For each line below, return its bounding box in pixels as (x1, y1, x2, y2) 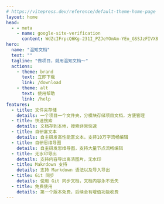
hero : (6, 42, 19, 48)
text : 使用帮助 (21, 91, 56, 96)
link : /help (21, 96, 51, 102)
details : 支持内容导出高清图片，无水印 (16, 156, 101, 162)
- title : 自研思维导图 (11, 139, 61, 146)
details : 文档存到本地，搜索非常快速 (16, 123, 97, 129)
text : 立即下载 (21, 74, 56, 80)
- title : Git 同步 (11, 173, 54, 179)
